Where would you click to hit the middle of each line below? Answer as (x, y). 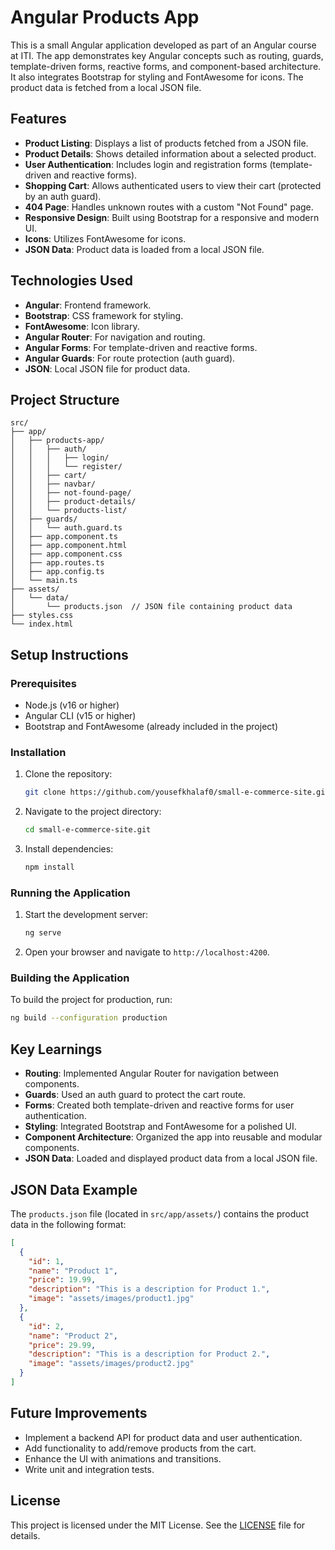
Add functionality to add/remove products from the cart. (140, 1448)
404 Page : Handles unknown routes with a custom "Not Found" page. (169, 207)
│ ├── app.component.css (66, 554)
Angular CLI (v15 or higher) (80, 716)
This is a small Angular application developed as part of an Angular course (163, 45)
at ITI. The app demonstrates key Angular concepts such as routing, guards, (167, 55)
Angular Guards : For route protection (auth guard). (130, 358)
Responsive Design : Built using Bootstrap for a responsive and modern (172, 217)
